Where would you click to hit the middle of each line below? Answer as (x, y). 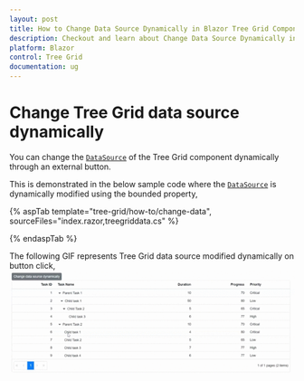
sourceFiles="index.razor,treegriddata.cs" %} (94, 221)
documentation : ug (44, 67)
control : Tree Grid (46, 57)
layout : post (34, 19)
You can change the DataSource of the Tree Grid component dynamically (144, 157)
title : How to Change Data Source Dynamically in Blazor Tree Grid (139, 29)
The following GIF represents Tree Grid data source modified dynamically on (152, 256)
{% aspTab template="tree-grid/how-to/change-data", (111, 211)
